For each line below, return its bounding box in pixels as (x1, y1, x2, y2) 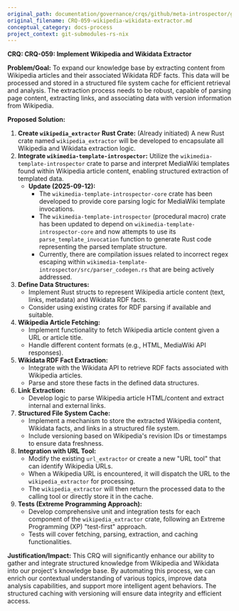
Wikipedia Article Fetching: (17, 318, 101, 327)
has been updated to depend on (38, 220, 134, 229)
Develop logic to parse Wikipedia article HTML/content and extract (28, 394, 224, 402)
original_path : (7, 10, 53, 18)
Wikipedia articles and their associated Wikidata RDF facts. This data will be (7, 71, 230, 80)
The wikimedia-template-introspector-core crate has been (38, 189, 213, 198)
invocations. (38, 204, 75, 214)
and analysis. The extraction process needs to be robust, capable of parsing (7, 86, 231, 95)
